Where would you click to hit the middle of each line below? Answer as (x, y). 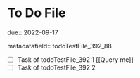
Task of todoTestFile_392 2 (57, 67)
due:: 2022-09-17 (33, 32)
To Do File (37, 13)
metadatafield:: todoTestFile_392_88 (60, 46)
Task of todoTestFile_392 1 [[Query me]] (75, 59)
